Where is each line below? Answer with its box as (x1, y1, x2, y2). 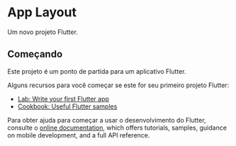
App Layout (7, 4, 77, 21)
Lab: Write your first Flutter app (17, 94, 110, 103)
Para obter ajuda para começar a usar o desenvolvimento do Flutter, (7, 116, 207, 124)
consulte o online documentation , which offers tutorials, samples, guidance (7, 123, 227, 132)
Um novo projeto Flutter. (7, 28, 78, 36)
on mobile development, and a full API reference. (7, 130, 150, 139)
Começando (7, 48, 63, 60)
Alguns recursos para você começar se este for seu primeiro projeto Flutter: (7, 81, 230, 89)
